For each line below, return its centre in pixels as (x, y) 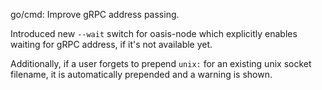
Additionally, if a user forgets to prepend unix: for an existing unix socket (161, 63)
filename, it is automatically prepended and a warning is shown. (141, 74)
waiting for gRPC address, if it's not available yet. (111, 44)
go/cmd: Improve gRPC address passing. (95, 14)
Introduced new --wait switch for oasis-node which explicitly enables (154, 33)
